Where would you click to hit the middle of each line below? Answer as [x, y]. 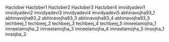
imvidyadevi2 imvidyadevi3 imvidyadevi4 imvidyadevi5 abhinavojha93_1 [80, 13]
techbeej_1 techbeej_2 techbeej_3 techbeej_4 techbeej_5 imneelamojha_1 [81, 23]
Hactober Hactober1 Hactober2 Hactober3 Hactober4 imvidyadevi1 [75, 7]
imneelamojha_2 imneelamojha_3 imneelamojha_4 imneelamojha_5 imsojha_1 [85, 29]
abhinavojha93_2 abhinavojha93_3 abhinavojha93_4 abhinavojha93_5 [78, 18]
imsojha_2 [16, 34]
